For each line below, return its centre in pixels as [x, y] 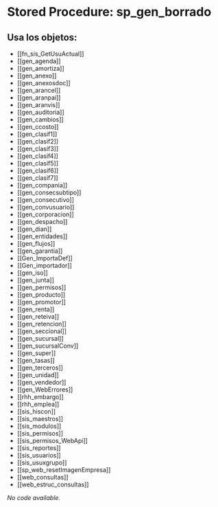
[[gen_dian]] [34, 229]
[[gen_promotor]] [41, 302]
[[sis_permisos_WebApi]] [52, 441]
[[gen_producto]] [41, 295]
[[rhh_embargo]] [40, 397]
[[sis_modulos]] [39, 426]
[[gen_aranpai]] [39, 98]
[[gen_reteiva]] [38, 316]
